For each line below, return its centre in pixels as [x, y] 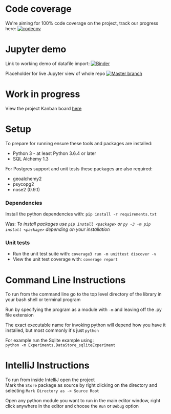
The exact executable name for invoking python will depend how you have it [85, 325]
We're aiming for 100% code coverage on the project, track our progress [82, 23]
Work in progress [43, 94]
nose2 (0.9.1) [26, 189]
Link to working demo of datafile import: [48, 63]
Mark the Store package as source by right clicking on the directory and [81, 385]
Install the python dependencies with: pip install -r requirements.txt [81, 214]
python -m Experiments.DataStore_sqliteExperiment [60, 345]
